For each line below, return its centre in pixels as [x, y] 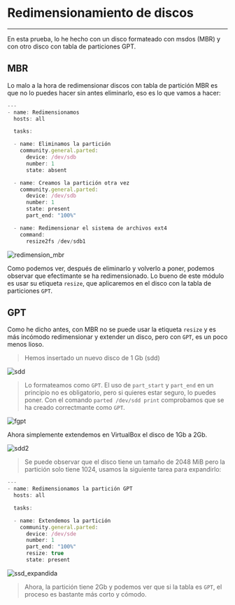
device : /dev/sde [51, 534]
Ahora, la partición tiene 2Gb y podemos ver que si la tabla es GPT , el [123, 587]
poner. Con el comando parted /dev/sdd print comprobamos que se [124, 400]
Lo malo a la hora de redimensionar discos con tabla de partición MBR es [113, 85]
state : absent [47, 170]
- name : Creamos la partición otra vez [72, 183]
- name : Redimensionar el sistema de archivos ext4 [91, 228]
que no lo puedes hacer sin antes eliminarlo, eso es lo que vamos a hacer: [114, 93]
